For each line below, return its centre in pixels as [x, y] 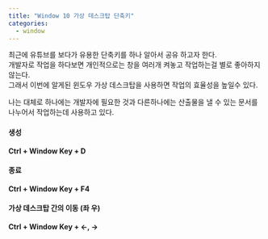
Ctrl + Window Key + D [47, 151]
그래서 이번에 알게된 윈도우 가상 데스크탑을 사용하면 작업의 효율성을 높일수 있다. [133, 85]
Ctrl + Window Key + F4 [49, 189]
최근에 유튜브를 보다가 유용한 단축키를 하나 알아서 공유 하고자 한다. [113, 55]
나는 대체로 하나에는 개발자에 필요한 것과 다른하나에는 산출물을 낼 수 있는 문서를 [133, 103]
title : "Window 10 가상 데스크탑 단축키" [71, 16]
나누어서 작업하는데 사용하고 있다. [61, 112]
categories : [28, 23]
